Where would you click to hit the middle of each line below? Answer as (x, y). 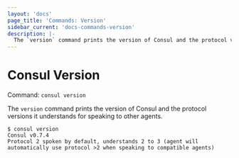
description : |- (31, 34)
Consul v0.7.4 (28, 135)
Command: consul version (47, 95)
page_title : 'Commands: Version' (57, 21)
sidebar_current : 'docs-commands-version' (71, 27)
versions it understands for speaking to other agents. (85, 116)
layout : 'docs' (30, 14)
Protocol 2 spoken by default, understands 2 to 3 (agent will (103, 142)
